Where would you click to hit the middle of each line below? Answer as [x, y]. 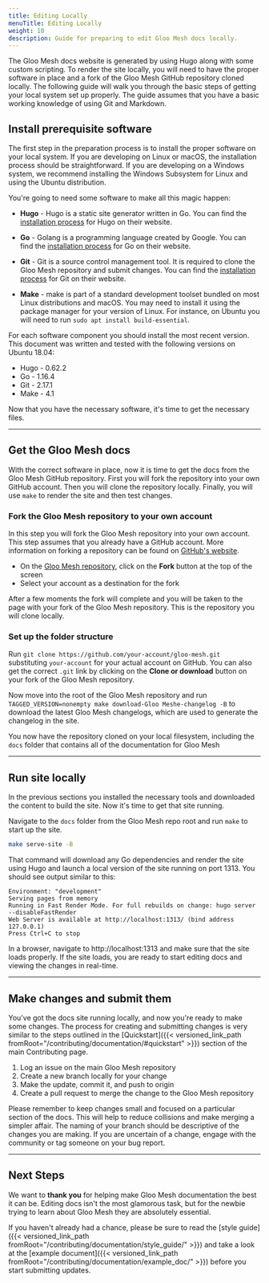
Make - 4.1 [37, 393]
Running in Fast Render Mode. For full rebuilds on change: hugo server [132, 906]
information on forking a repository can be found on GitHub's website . [124, 551]
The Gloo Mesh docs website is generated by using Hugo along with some [131, 61]
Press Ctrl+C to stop [44, 934]
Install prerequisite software [80, 129]
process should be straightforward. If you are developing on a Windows [126, 165]
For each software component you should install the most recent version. [129, 336]
